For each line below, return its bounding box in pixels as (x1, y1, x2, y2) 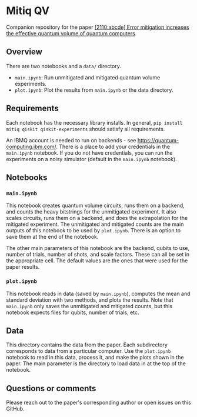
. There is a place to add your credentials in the (55, 143, 171, 150)
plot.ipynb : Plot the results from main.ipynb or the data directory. (14, 86, 173, 94)
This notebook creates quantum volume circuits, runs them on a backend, (6, 202, 185, 209)
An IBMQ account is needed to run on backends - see (6, 136, 136, 144)
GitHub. (6, 405, 25, 412)
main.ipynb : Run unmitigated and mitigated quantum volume (14, 74, 161, 81)
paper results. (6, 263, 40, 271)
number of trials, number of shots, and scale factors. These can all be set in (6, 251, 190, 258)
